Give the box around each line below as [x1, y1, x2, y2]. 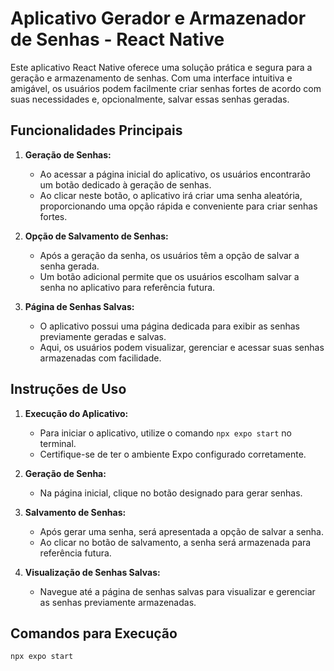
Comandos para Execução [10, 625, 178, 642]
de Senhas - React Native [10, 28, 225, 51]
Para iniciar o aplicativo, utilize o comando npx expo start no [39, 427, 292, 439]
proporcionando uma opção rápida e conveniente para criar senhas [39, 200, 318, 212]
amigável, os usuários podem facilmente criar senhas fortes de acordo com [10, 82, 322, 94]
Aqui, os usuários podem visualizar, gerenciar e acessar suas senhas [39, 341, 325, 353]
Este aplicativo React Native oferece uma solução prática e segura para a [10, 61, 313, 73]
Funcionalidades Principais [10, 122, 183, 139]
